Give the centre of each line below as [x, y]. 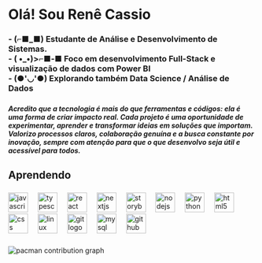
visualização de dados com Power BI [79, 69]
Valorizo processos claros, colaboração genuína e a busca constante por [131, 134]
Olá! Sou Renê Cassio [79, 15]
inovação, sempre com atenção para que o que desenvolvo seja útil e [124, 143]
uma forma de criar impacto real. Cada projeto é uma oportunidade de [126, 117]
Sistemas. [28, 49]
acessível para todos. [44, 150]
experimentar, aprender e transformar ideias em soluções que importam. [131, 126]
